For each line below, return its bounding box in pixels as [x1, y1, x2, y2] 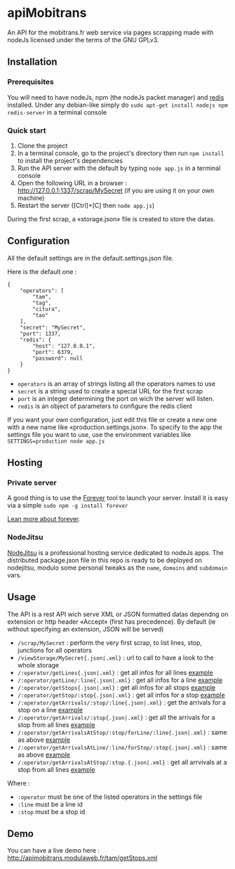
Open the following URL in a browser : [17, 178, 128, 187]
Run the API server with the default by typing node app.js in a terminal [17, 164, 221, 172]
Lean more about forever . [7, 515, 81, 523]
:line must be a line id [17, 799, 83, 809]
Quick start [7, 125, 47, 135]
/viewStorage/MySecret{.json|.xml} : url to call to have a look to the [17, 653, 214, 662]
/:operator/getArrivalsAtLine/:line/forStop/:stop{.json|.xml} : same [17, 743, 227, 751]
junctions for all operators [17, 646, 93, 654]
